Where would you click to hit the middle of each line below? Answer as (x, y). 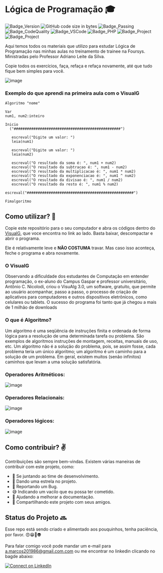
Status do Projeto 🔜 (36, 517)
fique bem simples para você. (35, 71)
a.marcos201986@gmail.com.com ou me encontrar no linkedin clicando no (80, 551)
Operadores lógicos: (30, 421)
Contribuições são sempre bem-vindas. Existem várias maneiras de (73, 462)
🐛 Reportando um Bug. (35, 487)
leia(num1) (23, 142)
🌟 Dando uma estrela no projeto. (44, 481)
